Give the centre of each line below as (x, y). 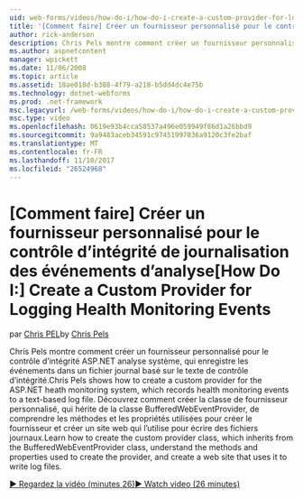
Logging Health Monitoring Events (140, 309)
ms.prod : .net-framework (56, 101)
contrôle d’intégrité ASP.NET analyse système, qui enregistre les (129, 361)
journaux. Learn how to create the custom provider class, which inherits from (151, 438)
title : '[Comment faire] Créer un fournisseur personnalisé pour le (141, 26)
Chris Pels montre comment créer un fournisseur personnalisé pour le (139, 352)
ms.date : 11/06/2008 (48, 69)
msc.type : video (40, 118)
